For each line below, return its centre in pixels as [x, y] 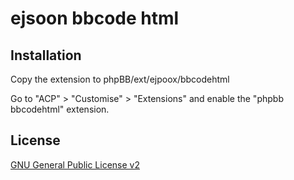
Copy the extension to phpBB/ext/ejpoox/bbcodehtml [120, 79]
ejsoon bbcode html [95, 18]
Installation [46, 55]
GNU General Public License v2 [75, 164]
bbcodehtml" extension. [60, 109]
